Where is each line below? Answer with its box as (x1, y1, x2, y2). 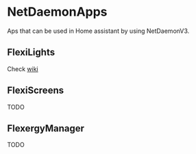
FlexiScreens (7, 85, 64, 97)
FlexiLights (7, 47, 56, 58)
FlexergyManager (7, 123, 84, 134)
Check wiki (7, 64, 39, 73)
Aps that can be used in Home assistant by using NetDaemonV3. (7, 27, 190, 35)
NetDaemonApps (7, 4, 108, 20)
